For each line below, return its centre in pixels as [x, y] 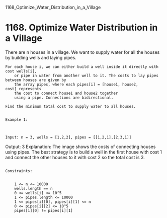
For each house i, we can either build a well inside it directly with [82, 67]
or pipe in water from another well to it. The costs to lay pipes [86, 76]
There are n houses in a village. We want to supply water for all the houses [82, 52]
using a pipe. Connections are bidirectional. [64, 98]
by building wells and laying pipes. [41, 57]
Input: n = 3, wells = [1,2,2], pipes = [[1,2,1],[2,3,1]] [68, 137]
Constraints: [19, 171]
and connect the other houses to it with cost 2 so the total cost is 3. [75, 157]
